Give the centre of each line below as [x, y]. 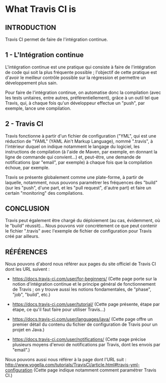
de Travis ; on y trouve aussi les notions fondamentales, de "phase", [82, 290]
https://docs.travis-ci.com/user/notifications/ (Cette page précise [79, 339]
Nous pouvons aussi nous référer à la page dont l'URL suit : [66, 360]
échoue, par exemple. [27, 167]
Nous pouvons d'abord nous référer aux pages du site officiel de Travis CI [81, 264]
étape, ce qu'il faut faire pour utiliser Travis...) [59, 309]
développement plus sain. [31, 82]
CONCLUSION [27, 209]
